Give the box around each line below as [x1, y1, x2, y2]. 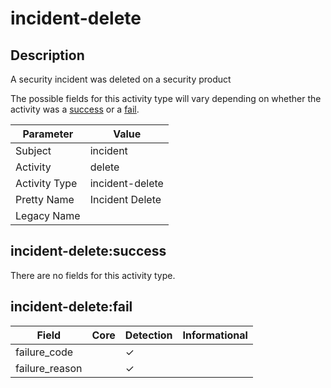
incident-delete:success [10, 243, 167, 260]
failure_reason [15, 361, 83, 375]
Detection [124, 328, 173, 342]
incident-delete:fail [10, 298, 133, 316]
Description [10, 47, 85, 64]
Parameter [22, 127, 74, 141]
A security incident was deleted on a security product [10, 73, 232, 85]
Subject [15, 144, 52, 157]
